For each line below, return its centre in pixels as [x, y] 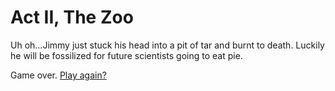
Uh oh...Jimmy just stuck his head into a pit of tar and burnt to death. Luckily [167, 45]
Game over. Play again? [58, 75]
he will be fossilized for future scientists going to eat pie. [126, 55]
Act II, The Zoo [72, 17]
